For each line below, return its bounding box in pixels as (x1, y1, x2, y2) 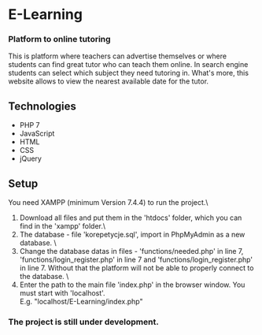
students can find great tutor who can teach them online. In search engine (8, 60, 249, 69)
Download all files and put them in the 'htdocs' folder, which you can (19, 213, 242, 222)
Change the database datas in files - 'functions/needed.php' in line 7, (19, 247, 244, 256)
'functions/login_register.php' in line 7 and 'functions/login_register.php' (19, 255, 253, 265)
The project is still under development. (8, 317, 159, 328)
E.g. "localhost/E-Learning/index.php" (19, 297, 143, 307)
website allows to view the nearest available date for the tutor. (8, 76, 209, 86)
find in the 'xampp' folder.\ (19, 221, 106, 231)
